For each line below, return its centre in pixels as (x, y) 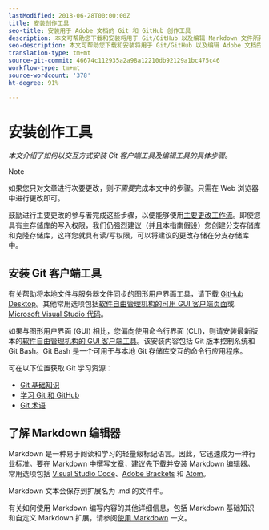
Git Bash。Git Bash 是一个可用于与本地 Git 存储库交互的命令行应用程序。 (128, 351)
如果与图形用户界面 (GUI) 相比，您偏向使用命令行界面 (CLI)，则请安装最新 (130, 331)
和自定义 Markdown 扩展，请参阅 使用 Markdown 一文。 (100, 518)
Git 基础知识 (40, 385)
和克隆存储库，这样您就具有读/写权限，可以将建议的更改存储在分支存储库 (129, 235)
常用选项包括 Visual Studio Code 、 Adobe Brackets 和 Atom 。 (109, 474)
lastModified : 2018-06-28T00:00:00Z (69, 16)
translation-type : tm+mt (50, 53)
